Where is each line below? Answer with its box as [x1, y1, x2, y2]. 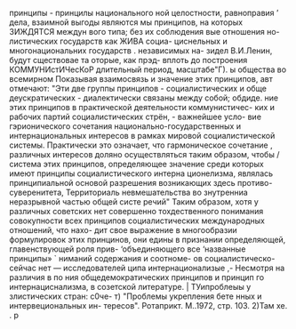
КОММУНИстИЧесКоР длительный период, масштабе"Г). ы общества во [9, 64, 287, 75]
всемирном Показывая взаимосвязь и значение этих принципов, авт [9, 74, 273, 84]
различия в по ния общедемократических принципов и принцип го [9, 272, 265, 283]
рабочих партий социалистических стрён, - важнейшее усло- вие [9, 111, 262, 122]
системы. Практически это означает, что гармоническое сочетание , [9, 140, 273, 150]
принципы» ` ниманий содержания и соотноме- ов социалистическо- [9, 253, 276, 263]
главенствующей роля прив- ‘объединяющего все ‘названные [9, 244, 246, 254]
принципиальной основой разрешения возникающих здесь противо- [9, 178, 273, 188]
